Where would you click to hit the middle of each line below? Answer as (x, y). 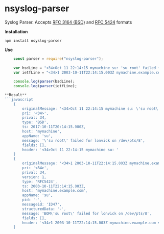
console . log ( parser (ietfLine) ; (45, 86)
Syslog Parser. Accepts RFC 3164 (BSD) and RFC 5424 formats (68, 22)
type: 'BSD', (35, 122)
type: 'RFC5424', (40, 182)
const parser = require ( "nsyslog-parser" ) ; (59, 59)
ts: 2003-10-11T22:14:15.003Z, (54, 186)
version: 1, (35, 177)
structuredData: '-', (44, 209)
